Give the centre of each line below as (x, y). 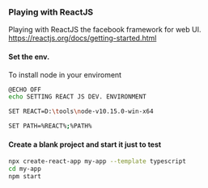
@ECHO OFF (25, 90)
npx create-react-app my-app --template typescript (97, 161)
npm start (25, 176)
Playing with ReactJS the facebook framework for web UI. (105, 30)
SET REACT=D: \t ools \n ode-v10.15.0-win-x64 (81, 111)
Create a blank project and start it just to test (85, 144)
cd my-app (25, 169)
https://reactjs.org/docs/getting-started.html (83, 38)
